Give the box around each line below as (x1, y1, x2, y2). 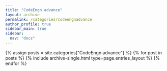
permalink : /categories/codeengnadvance (5, 17, 93, 22)
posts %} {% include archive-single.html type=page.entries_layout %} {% (5, 55, 160, 61)
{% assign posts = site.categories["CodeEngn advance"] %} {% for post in (5, 49, 162, 56)
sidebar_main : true (5, 26, 47, 31)
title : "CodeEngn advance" (5, 7, 63, 13)
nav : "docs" (10, 36, 36, 41)
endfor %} (5, 60, 27, 66)
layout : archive (5, 12, 40, 17)
